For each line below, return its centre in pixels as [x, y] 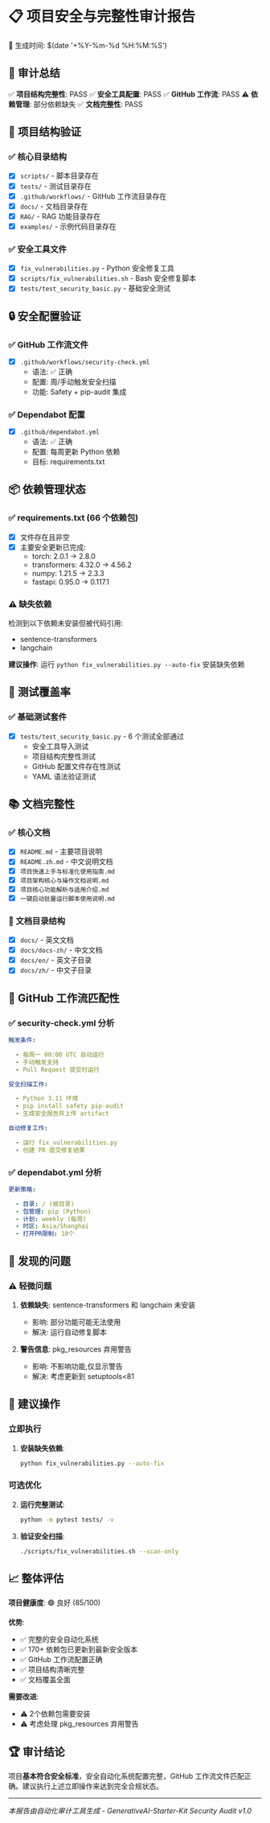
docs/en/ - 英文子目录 [56, 960]
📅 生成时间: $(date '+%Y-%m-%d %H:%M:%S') [88, 45]
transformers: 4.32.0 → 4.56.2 [82, 565]
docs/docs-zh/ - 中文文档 [61, 950]
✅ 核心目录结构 [37, 157]
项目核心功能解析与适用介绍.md [64, 890]
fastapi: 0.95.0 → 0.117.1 [71, 582]
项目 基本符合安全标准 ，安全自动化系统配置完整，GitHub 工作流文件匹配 [127, 1776]
